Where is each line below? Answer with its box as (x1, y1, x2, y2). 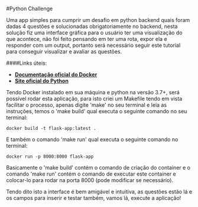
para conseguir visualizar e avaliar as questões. (6, 48, 122, 55)
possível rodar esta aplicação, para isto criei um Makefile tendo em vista (6, 95, 183, 102)
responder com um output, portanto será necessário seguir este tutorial (6, 42, 181, 49)
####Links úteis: (6, 59, 47, 66)
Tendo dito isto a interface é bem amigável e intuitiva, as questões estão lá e (6, 188, 193, 195)
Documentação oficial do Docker (14, 71, 98, 78)
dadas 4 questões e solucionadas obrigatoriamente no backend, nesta (6, 23, 178, 30)
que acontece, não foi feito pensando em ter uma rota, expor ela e (6, 36, 167, 42)
